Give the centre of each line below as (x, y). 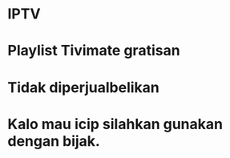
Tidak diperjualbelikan (83, 87)
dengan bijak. (54, 141)
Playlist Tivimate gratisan (94, 51)
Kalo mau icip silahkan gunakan (115, 124)
